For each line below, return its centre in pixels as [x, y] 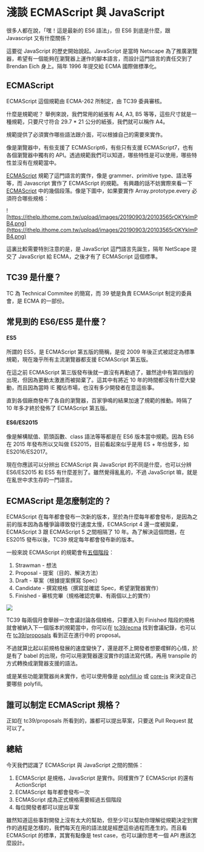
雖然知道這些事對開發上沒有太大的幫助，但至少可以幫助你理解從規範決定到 [99, 820]
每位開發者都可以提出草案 [47, 807]
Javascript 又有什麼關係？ [39, 38]
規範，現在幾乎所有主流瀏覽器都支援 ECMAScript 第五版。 [79, 360]
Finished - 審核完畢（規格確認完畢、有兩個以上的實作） [84, 596]
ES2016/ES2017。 [29, 452]
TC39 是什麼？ [34, 277]
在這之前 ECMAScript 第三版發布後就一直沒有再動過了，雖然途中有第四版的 [100, 373]
